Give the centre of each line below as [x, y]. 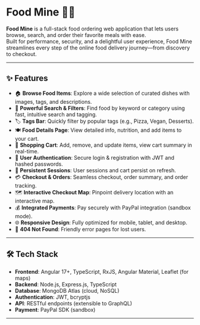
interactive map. [35, 201]
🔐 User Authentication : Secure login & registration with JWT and [94, 157]
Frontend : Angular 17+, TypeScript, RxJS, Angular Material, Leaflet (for [101, 271]
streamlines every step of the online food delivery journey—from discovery [98, 48]
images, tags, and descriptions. [53, 101]
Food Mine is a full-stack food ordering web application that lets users [92, 29]
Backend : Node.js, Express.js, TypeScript [66, 284]
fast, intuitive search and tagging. [56, 114]
